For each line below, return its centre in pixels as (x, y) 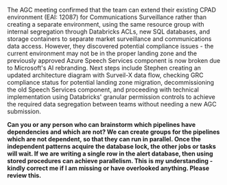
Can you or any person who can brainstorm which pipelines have (101, 125)
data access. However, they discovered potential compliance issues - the (110, 46)
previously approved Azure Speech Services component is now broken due (114, 60)
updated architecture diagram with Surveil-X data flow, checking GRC (105, 75)
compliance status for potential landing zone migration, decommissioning (111, 82)
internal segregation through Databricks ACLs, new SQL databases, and (109, 31)
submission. (24, 111)
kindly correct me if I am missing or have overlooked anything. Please (108, 168)
